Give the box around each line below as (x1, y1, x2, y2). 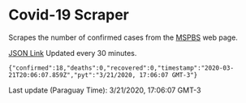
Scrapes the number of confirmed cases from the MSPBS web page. (8, 32, 238, 42)
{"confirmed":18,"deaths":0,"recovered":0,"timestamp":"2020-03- (8, 63, 234, 72)
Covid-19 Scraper (8, 6, 130, 24)
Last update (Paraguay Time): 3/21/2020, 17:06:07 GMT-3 (8, 85, 201, 95)
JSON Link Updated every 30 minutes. (8, 48, 137, 58)
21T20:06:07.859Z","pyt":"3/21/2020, (8, 71, 136, 79)
